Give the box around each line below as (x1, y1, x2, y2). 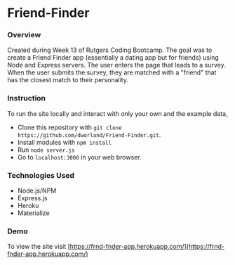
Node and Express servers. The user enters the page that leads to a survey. (7, 61, 226, 70)
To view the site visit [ (7, 243, 70, 251)
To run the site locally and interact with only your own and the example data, (7, 109, 228, 117)
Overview (7, 30, 41, 40)
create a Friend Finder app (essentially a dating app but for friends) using (7, 53, 219, 62)
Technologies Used (7, 170, 75, 180)
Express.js (17, 194, 48, 202)
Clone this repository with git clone (17, 123, 122, 131)
